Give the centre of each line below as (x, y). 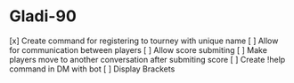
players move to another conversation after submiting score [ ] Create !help (147, 59)
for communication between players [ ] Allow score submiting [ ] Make (138, 49)
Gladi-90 (43, 16)
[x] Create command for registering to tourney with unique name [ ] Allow (144, 41)
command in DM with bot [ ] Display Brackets (92, 69)
